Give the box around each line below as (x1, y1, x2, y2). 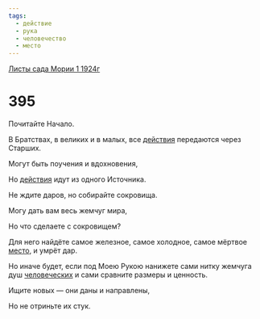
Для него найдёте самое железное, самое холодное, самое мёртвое (8, 237, 248, 247)
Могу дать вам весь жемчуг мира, (8, 206, 127, 216)
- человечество (15, 34, 67, 43)
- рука (15, 27, 38, 35)
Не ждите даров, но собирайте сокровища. (8, 191, 158, 200)
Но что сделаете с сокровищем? (8, 221, 122, 231)
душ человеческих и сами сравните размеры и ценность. (8, 270, 208, 279)
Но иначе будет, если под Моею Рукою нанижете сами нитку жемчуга (8, 262, 252, 271)
